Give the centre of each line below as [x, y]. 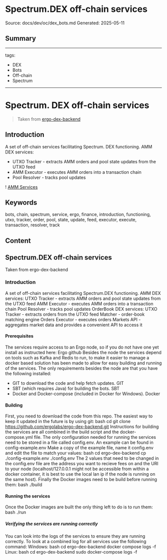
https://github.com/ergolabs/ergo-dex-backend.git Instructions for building [82, 427]
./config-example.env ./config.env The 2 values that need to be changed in [82, 458]
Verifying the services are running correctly [51, 524]
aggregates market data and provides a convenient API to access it [74, 325]
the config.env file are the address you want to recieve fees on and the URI [82, 464]
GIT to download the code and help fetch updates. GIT [68, 383]
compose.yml [19, 437]
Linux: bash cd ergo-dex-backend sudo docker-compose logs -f [71, 552]
